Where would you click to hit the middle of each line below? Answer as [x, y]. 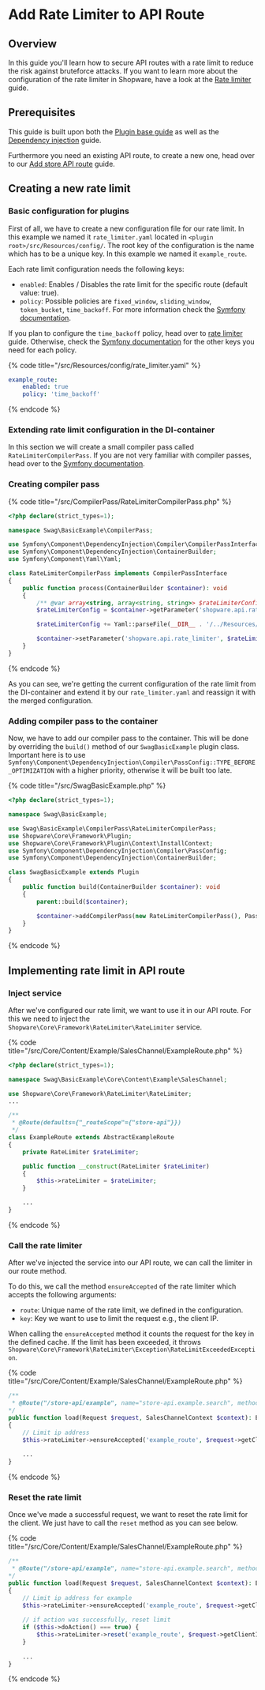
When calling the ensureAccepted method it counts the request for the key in [131, 1334]
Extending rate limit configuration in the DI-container [112, 430]
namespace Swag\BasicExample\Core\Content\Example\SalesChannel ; [118, 1079]
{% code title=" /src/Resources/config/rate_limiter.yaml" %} [105, 365]
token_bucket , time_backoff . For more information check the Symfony [132, 309]
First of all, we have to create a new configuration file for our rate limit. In [126, 228]
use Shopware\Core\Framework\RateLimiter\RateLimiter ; [100, 1093]
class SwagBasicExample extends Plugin [74, 872]
